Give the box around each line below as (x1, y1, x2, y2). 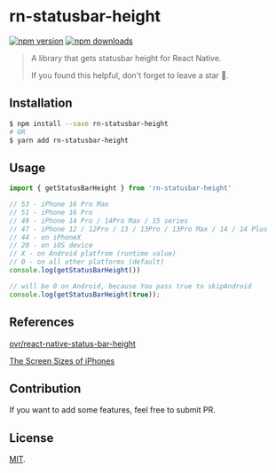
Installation (9, 96, 73, 111)
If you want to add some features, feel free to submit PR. (9, 405, 216, 415)
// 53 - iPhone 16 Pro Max (9, 200, 109, 209)
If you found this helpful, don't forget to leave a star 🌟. (30, 69, 229, 81)
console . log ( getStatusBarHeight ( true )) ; (9, 290, 162, 299)
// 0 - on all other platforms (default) (9, 257, 165, 267)
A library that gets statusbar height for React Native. (30, 52, 222, 63)
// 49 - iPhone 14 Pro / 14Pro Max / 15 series (9, 216, 189, 225)
